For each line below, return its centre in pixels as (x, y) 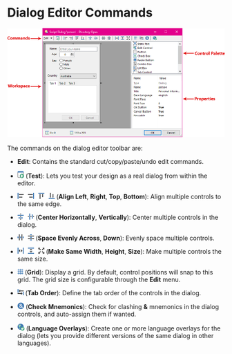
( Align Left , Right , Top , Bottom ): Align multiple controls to (139, 197)
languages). (34, 343)
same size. (32, 259)
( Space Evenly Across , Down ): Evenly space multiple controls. (125, 238)
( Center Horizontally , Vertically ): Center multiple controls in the (127, 217)
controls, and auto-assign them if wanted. (77, 314)
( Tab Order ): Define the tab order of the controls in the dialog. (113, 293)
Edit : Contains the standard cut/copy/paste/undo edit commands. (110, 162)
